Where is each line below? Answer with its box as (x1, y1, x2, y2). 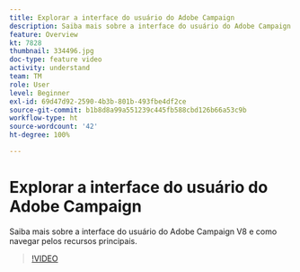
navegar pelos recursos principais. (9, 235, 137, 246)
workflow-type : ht (9, 113, 78, 122)
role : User (9, 80, 50, 89)
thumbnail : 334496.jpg (9, 47, 94, 56)
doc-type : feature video (9, 55, 102, 64)
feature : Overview (9, 30, 78, 39)
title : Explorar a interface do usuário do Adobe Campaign (9, 13, 235, 23)
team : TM (9, 72, 42, 81)
